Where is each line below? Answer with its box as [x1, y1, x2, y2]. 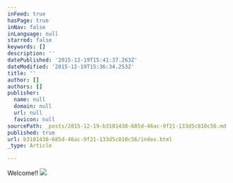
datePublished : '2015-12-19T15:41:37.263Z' [7, 57, 138, 64]
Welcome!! [7, 169, 39, 177]
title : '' [7, 70, 37, 77]
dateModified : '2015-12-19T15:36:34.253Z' [7, 63, 135, 70]
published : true [7, 129, 55, 136]
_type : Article [7, 143, 52, 150]
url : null [13, 109, 42, 116]
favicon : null [13, 116, 55, 123]
